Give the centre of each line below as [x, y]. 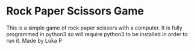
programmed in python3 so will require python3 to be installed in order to [97, 34]
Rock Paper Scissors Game [75, 11]
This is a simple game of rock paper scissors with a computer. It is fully [94, 28]
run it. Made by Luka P [34, 40]
